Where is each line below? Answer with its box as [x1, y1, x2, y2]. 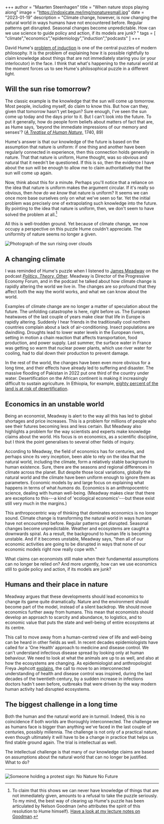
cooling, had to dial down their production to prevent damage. [5, 350, 129, 356]
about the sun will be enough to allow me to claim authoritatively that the [5, 165, 151, 170]
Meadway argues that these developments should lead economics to [5, 593, 144, 599]
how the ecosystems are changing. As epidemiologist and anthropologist [5, 660, 152, 666]
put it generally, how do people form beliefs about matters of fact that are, [5, 118, 154, 124]
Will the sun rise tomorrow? [5, 85, 91, 94]
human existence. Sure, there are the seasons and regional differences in [5, 464, 152, 470]
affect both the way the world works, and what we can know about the [5, 289, 147, 295]
